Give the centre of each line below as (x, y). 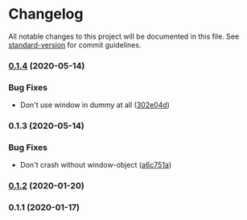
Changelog (46, 14)
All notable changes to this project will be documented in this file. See (124, 36)
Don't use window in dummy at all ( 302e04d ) (95, 105)
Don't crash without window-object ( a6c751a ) (96, 165)
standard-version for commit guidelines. (75, 44)
